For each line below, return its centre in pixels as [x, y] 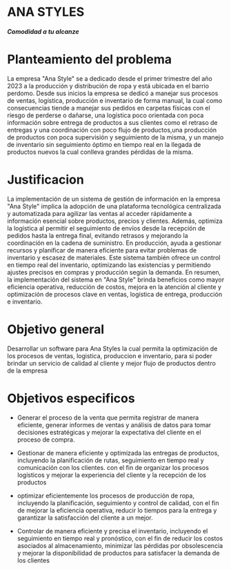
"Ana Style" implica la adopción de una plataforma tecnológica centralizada [114, 206]
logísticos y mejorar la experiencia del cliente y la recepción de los [112, 475]
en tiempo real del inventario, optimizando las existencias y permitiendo [109, 265]
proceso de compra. [46, 440]
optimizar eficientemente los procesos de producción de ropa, [106, 495]
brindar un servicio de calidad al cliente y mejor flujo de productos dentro [111, 363]
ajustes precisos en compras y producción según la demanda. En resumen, [114, 272]
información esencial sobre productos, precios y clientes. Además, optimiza [115, 221]
